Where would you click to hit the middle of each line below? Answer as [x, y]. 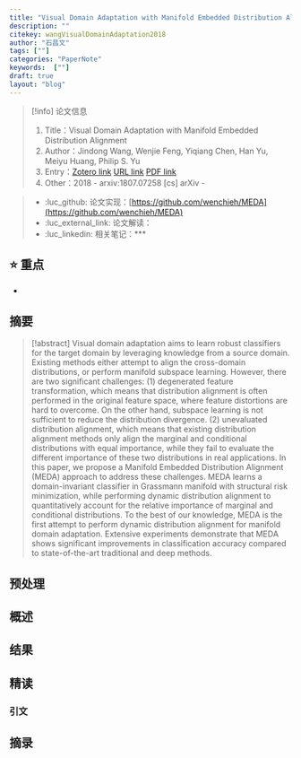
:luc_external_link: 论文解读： [98, 222]
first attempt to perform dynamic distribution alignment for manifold [156, 525]
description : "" [39, 26]
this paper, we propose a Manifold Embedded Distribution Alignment [157, 467]
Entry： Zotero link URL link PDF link [111, 171]
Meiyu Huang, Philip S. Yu [92, 161]
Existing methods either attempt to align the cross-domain [138, 362]
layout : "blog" [38, 84]
